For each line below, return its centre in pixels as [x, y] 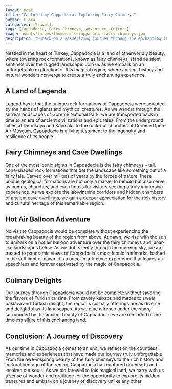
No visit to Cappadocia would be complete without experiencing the [77, 231]
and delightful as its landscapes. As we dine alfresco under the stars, [78, 309]
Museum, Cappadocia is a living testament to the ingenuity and [79, 131]
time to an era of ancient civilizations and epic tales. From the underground [84, 120]
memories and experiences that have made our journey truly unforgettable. [84, 354]
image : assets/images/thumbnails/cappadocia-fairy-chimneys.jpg [75, 34]
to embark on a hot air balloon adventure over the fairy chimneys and [78, 242]
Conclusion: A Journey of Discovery [64, 336]
